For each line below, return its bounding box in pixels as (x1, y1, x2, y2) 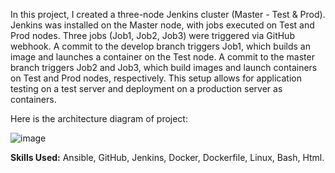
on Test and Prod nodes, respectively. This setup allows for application (10, 72, 302, 84)
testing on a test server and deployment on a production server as (10, 83, 283, 94)
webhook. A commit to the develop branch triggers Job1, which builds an (10, 40, 311, 52)
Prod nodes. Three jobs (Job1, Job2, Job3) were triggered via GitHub (10, 30, 295, 41)
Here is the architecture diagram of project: (10, 113, 188, 124)
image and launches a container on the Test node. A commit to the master (10, 51, 315, 63)
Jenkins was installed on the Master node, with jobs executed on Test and (10, 19, 315, 31)
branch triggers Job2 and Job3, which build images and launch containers (10, 62, 318, 73)
